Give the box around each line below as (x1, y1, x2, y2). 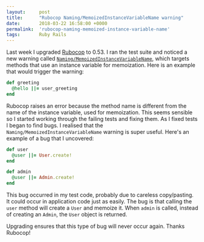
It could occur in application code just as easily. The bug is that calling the (6, 198, 192, 205)
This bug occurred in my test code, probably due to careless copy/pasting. (6, 191, 194, 199)
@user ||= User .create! (12, 152, 72, 158)
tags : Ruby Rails (6, 32, 67, 38)
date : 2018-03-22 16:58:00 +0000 (6, 20, 108, 26)
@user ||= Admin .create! (12, 175, 75, 181)
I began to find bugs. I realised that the (6, 122, 104, 129)
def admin (6, 169, 32, 175)
